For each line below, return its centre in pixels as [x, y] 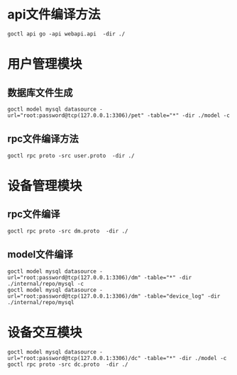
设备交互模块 [45, 332]
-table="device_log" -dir [182, 296]
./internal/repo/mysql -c [45, 284]
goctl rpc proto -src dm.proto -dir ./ [68, 231]
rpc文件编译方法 [43, 139]
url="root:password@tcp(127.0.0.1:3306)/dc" [74, 358]
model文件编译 [40, 255]
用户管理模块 [45, 64]
